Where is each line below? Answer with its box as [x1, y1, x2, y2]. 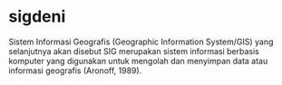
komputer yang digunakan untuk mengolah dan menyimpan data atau [8, 55, 268, 66]
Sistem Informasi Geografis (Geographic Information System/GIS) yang [8, 36, 274, 47]
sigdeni [8, 6, 66, 27]
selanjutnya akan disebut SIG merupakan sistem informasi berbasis [8, 45, 260, 56]
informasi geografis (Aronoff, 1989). [8, 65, 142, 76]
